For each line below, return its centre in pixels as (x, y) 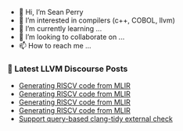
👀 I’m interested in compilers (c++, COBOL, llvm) (97, 20)
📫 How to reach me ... (55, 46)
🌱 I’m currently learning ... (60, 28)
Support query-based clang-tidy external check (95, 119)
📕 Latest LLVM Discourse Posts (68, 69)
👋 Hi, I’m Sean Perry (51, 12)
